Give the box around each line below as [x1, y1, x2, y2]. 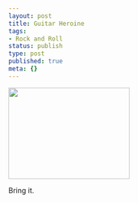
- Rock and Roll [8, 34, 63, 43]
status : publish [8, 42, 63, 50]
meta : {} [8, 65, 38, 73]
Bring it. [8, 185, 35, 195]
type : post [8, 50, 45, 58]
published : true [8, 58, 63, 66]
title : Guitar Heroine [8, 19, 85, 28]
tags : [8, 27, 27, 35]
